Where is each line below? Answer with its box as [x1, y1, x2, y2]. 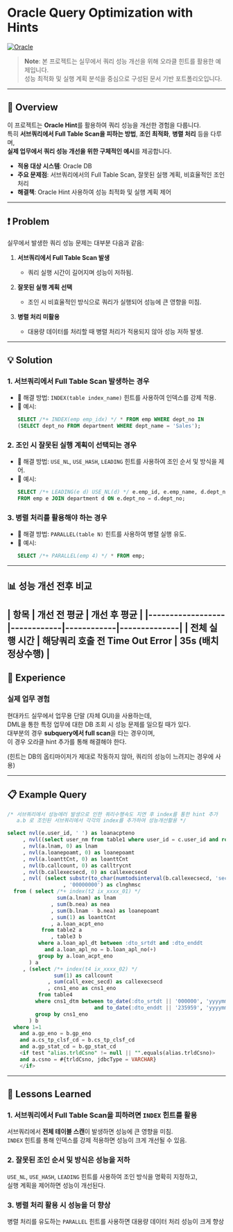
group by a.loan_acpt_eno [37, 953, 113, 959]
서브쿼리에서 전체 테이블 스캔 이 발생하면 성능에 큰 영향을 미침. [7, 1128, 173, 1136]
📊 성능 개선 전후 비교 [7, 580, 92, 592]
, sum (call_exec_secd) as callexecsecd [47, 978, 163, 985]
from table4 [37, 991, 73, 998]
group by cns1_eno [35, 1010, 89, 1018]
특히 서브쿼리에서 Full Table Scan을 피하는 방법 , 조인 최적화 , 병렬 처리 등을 [7, 129, 209, 138]
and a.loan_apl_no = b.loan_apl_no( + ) [44, 946, 157, 953]
